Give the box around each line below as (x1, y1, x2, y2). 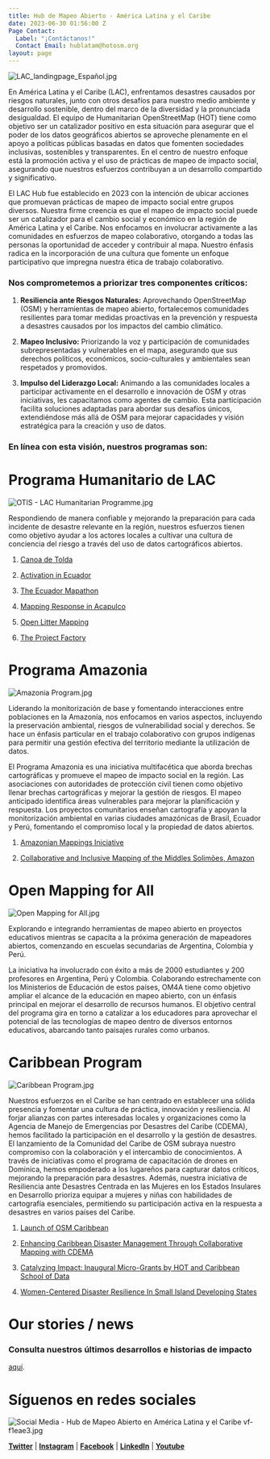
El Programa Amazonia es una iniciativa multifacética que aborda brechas (8, 762, 253, 771)
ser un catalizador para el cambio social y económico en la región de (8, 215, 238, 224)
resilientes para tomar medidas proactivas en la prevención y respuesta (19, 312, 258, 323)
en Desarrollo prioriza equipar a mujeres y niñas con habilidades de (8, 1189, 233, 1199)
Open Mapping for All (8, 881, 155, 900)
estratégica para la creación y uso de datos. (19, 421, 167, 431)
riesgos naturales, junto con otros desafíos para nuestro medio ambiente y (8, 96, 256, 105)
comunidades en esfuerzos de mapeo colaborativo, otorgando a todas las (8, 232, 254, 240)
